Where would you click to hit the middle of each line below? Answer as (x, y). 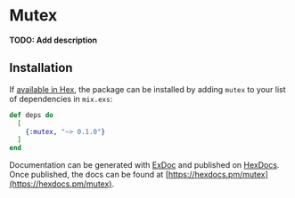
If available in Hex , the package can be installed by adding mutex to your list (148, 89)
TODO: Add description (53, 40)
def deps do (31, 115)
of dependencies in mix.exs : (61, 99)
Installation (41, 68)
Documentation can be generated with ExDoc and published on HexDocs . (144, 165)
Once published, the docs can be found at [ (89, 175)
